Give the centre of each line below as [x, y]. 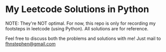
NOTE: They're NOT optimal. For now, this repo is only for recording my [81, 23]
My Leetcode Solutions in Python [77, 9]
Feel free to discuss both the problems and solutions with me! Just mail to [83, 38]
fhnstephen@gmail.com [30, 43]
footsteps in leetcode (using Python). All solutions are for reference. [77, 28]
